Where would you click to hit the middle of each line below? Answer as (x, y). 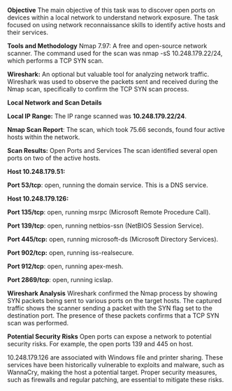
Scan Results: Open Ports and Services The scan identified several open (113, 150)
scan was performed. (38, 323)
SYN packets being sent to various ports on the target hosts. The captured (115, 301)
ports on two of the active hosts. (54, 158)
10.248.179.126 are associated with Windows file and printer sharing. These (115, 357)
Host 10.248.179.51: (36, 171)
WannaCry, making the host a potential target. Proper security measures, (112, 372)
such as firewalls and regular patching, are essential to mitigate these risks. (116, 379)
